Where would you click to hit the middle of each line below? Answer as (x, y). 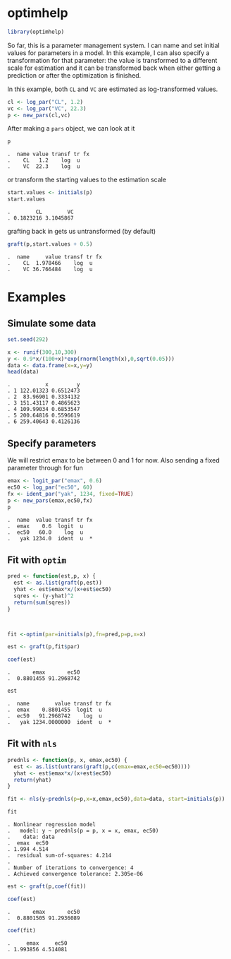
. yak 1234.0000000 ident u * (60, 722)
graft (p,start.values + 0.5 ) (50, 244)
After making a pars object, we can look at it (71, 129)
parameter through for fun (45, 468)
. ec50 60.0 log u (45, 532)
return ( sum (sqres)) (42, 602)
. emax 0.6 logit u (45, 526)
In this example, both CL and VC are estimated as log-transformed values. (113, 89)
